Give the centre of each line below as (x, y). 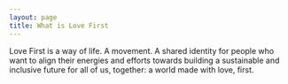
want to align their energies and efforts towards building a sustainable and (144, 60)
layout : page (33, 17)
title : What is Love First (59, 26)
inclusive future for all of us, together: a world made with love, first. (132, 69)
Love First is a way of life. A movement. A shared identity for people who (142, 50)
